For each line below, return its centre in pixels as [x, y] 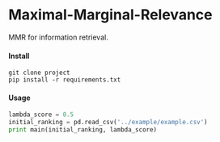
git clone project [39, 73]
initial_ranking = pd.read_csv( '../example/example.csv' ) [108, 123]
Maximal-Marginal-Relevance [110, 15]
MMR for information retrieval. [59, 37]
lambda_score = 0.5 [41, 115]
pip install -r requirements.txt [65, 80]
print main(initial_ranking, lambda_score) [83, 130]
